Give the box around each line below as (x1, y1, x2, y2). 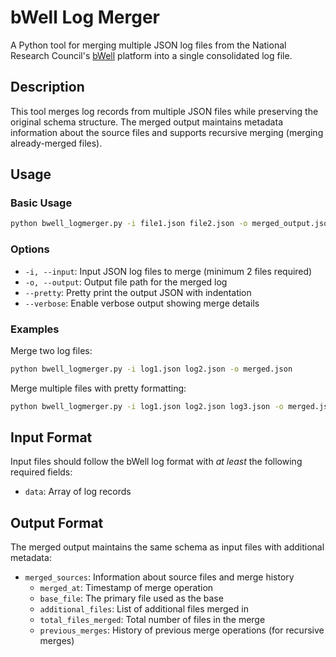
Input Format (10, 429, 93, 446)
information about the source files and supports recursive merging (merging (10, 126, 324, 138)
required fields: (10, 466, 73, 478)
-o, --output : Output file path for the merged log (24, 276, 228, 288)
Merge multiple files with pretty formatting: (10, 382, 187, 394)
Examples (10, 322, 60, 336)
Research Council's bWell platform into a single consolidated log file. (10, 49, 293, 61)
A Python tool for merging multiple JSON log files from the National (10, 39, 287, 51)
